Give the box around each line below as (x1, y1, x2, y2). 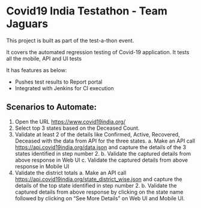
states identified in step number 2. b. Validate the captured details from (14, 150, 191, 157)
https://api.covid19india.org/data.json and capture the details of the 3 (14, 143, 187, 151)
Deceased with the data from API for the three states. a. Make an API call (14, 137, 196, 144)
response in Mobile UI (14, 162, 70, 170)
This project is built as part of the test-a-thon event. (6, 37, 134, 44)
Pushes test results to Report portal (14, 78, 103, 85)
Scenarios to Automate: (6, 102, 97, 112)
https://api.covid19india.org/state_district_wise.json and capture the (14, 176, 182, 183)
